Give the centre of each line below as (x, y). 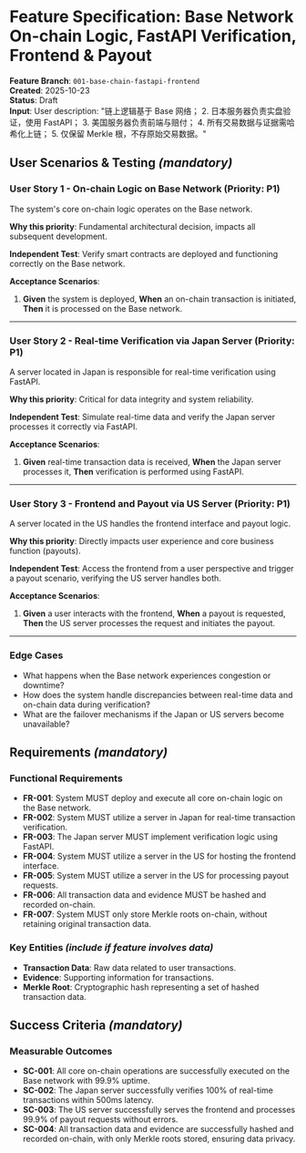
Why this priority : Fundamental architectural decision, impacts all (133, 226)
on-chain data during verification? (86, 705)
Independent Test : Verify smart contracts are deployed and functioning (144, 253)
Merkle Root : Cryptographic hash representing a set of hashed (141, 987)
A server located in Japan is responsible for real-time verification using (143, 372)
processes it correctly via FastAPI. (74, 427)
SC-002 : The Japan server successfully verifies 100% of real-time (148, 1090)
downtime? (43, 685)
